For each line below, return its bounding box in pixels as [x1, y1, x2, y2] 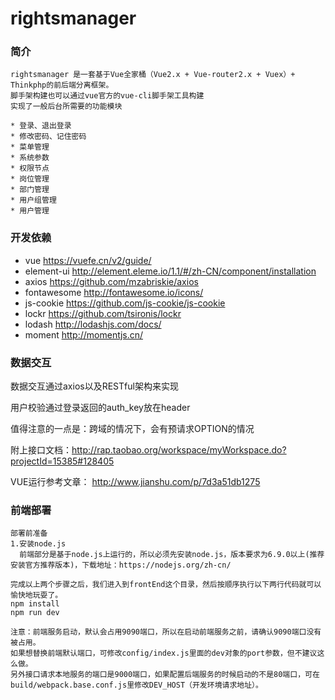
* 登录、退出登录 [10, 121, 72, 131]
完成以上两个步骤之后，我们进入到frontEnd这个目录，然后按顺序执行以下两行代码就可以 [10, 580, 322, 590]
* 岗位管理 [10, 174, 50, 184]
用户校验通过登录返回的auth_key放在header [10, 402, 191, 414]
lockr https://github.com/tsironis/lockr [24, 307, 182, 319]
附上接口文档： [10, 444, 72, 456]
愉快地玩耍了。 [10, 590, 63, 601]
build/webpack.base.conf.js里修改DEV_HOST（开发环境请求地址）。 [10, 680, 263, 691]
